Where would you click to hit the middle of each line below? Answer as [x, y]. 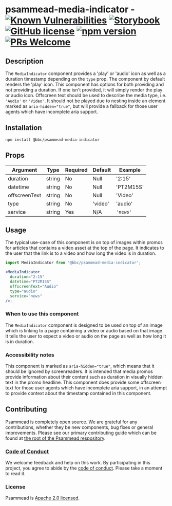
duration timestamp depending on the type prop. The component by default [85, 79]
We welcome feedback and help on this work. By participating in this [78, 463]
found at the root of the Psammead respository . [55, 438]
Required [77, 170]
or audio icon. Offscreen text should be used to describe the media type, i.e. [86, 95]
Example [130, 170]
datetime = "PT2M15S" [31, 282]
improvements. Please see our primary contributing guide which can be [81, 433]
